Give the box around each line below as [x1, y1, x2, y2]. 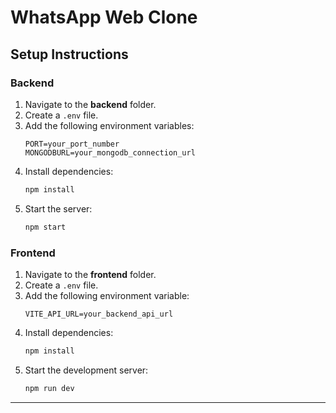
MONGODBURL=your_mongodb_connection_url [24, 147, 196, 158]
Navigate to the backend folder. [24, 98, 157, 110]
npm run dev [24, 383, 75, 393]
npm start [24, 222, 67, 232]
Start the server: [24, 202, 93, 215]
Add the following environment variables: [24, 119, 195, 131]
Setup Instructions [10, 46, 129, 63]
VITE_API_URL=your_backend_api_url [24, 309, 174, 319]
